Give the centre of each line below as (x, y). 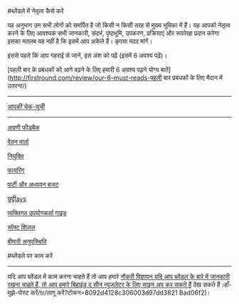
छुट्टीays (17, 199)
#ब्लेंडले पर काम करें (30, 256)
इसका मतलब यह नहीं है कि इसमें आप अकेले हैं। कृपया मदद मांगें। (80, 41)
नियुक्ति (16, 156)
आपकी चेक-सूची (26, 106)
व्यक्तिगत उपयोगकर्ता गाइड (37, 213)
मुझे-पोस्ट (18, 293)
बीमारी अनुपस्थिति (27, 241)
